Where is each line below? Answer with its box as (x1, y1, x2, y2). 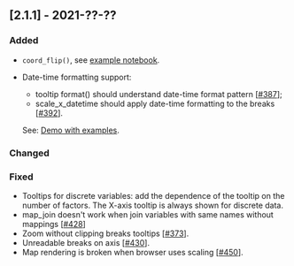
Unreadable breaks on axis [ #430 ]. (21, 237, 151, 247)
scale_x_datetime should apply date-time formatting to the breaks (35, 98, 275, 109)
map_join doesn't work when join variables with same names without (21, 209, 275, 220)
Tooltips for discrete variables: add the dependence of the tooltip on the (21, 190, 285, 201)
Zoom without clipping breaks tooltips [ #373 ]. (21, 228, 190, 239)
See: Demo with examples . (21, 125, 120, 135)
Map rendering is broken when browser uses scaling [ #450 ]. (21, 247, 244, 257)
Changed (9, 147, 50, 159)
